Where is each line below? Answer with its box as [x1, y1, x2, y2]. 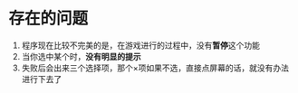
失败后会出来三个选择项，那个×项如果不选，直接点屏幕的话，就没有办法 [21, 62, 290, 73]
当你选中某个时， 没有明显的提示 [21, 51, 141, 61]
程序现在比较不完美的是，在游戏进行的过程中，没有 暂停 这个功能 [21, 40, 260, 51]
